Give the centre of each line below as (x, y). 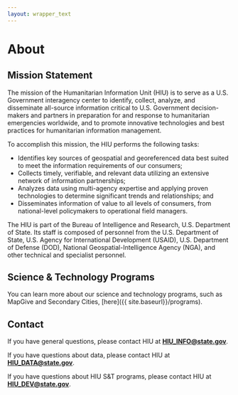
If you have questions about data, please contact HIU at (89, 355)
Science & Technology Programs (81, 277)
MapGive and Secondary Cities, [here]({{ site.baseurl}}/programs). (105, 302)
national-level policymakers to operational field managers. (103, 211)
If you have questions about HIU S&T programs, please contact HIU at (109, 376)
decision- (205, 107)
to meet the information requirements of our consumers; (100, 165)
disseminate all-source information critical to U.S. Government (98, 107)
